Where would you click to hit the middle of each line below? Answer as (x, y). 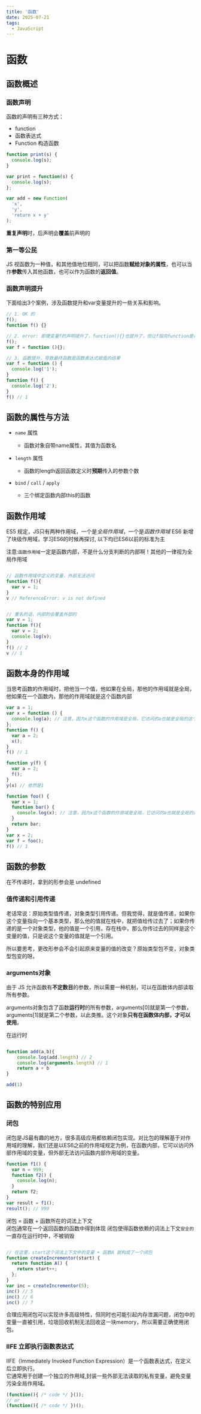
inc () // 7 (20, 1303)
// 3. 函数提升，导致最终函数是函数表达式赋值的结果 (63, 358)
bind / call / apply (37, 483)
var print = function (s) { (40, 176)
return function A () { (40, 1264)
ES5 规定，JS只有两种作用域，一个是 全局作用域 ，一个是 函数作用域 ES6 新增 (100, 531)
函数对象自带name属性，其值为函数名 (70, 445)
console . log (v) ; (32, 637)
